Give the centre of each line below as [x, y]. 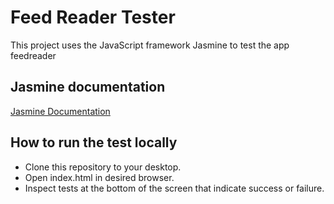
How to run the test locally [94, 142]
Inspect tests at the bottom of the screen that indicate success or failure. [174, 188]
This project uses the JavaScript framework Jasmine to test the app [150, 45]
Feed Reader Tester [93, 17]
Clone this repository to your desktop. [103, 167]
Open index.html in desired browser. [99, 177]
